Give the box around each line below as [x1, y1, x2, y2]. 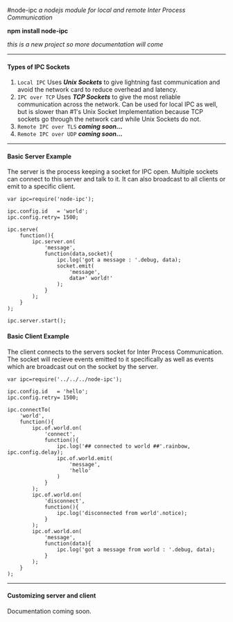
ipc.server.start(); [7, 318, 67, 325]
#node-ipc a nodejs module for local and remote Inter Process [7, 6, 186, 14]
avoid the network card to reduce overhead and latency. [17, 85, 178, 94]
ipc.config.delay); [7, 448, 64, 456]
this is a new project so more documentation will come [7, 40, 164, 48]
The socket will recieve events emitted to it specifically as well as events [7, 354, 214, 363]
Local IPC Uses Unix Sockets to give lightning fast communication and [17, 78, 221, 86]
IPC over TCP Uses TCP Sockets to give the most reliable [17, 93, 181, 101]
